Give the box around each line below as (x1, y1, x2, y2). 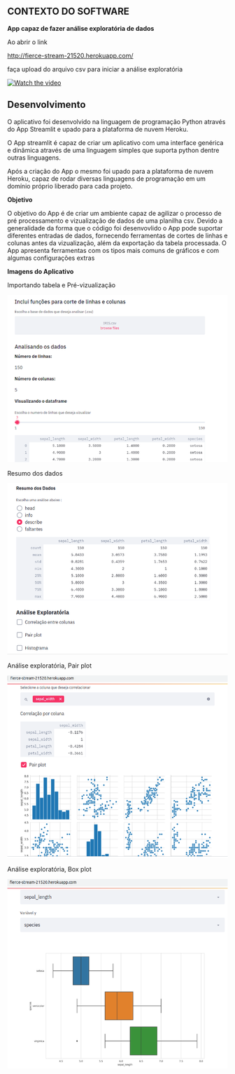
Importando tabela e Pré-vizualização (7, 280, 116, 289)
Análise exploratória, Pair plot (7, 661, 92, 670)
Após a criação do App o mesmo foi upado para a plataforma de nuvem (7, 167, 214, 175)
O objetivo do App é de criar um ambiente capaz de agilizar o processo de (7, 209, 222, 217)
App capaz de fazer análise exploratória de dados (7, 24, 155, 32)
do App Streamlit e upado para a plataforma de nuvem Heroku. (7, 125, 189, 133)
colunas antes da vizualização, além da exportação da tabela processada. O (7, 238, 227, 247)
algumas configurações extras (7, 254, 95, 262)
